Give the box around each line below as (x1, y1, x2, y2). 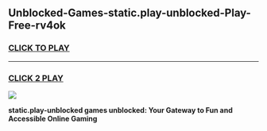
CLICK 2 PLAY (8, 72, 64, 83)
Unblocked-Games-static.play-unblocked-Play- (8, 6, 252, 20)
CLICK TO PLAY (8, 43, 70, 54)
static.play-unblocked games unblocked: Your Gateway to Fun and (8, 105, 233, 114)
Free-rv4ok (8, 19, 66, 33)
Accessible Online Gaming (8, 114, 98, 123)
